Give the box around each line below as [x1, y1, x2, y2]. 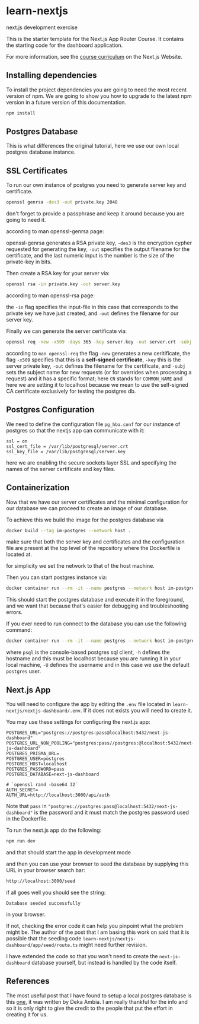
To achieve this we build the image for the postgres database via [6, 516, 164, 523]
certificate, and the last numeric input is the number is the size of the [6, 252, 175, 259]
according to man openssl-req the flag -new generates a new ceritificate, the [6, 349, 191, 357]
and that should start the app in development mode [6, 848, 131, 856]
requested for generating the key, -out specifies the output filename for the [6, 246, 190, 253]
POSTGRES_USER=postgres [6, 755, 65, 762]
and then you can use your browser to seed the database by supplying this [6, 860, 189, 867]
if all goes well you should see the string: [6, 889, 106, 896]
